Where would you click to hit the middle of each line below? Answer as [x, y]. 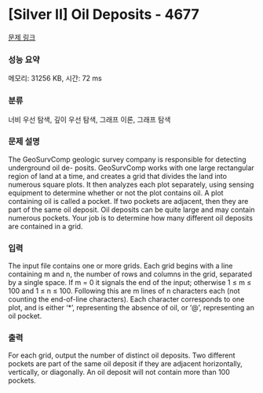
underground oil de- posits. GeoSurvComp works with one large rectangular [131, 168]
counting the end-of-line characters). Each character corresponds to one [126, 299]
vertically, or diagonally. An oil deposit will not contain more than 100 [119, 373]
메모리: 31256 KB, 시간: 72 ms [55, 78]
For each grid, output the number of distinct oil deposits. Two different [122, 355]
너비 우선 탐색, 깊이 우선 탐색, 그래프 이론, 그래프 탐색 [89, 119]
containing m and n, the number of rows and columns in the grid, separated [130, 274]
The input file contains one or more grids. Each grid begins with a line [121, 266]
